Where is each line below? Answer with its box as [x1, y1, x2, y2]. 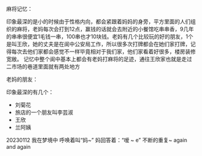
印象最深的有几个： [6, 89, 54, 95]
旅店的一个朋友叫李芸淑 [14, 109, 73, 116]
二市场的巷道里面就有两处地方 [6, 63, 80, 70]
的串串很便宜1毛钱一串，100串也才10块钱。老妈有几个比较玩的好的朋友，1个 [6, 33, 194, 40]
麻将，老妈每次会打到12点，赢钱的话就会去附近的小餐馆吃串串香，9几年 [16, 26, 194, 32]
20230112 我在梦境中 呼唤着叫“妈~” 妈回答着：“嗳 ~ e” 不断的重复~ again [6, 137, 188, 143]
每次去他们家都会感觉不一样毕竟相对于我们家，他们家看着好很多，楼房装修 [11, 48, 196, 55]
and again [6, 143, 31, 150]
